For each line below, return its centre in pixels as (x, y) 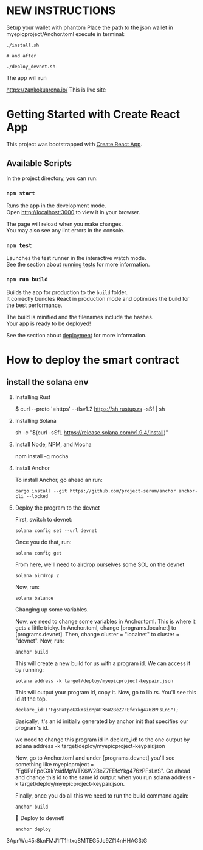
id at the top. (31, 699)
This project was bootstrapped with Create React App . (74, 144)
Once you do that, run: (43, 542)
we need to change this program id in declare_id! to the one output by (102, 740)
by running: (29, 669)
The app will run (26, 77)
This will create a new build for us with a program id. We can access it (103, 663)
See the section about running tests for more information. (78, 265)
